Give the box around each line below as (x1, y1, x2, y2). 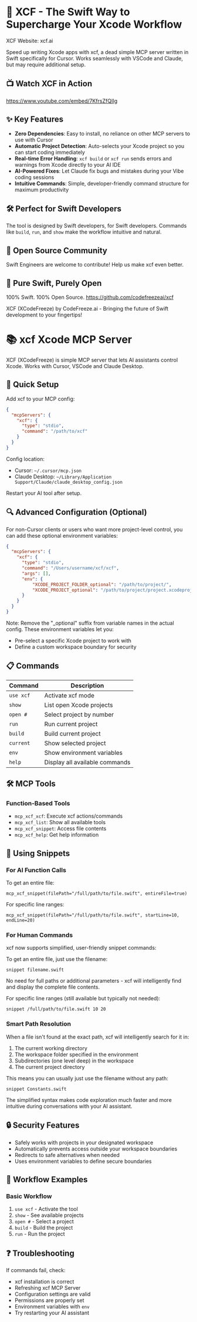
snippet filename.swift (6, 967, 64, 973)
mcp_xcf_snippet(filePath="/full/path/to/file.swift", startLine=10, (6, 912, 180, 918)
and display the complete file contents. (6, 983, 100, 991)
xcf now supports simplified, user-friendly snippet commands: (6, 945, 157, 952)
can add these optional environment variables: (6, 532, 118, 539)
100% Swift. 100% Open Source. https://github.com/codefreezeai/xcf (6, 294, 174, 301)
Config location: (6, 455, 45, 463)
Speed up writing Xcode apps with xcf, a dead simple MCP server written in (6, 48, 189, 55)
